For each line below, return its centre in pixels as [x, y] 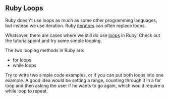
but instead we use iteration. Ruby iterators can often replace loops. [76, 25]
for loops [22, 60]
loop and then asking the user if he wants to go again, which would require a [85, 85]
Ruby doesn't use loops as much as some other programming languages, [81, 20]
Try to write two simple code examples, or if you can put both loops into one [84, 75]
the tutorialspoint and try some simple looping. [54, 40]
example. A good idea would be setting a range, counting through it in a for [83, 80]
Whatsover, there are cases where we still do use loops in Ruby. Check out [83, 35]
